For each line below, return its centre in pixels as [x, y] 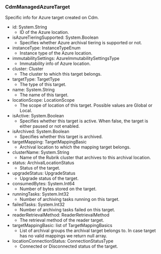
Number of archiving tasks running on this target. [69, 199]
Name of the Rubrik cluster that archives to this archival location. [85, 158]
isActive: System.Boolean [38, 116]
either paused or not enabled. [50, 126]
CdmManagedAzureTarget [38, 7]
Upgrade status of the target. [49, 178]
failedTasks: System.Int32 [38, 204]
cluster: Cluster [28, 69]
